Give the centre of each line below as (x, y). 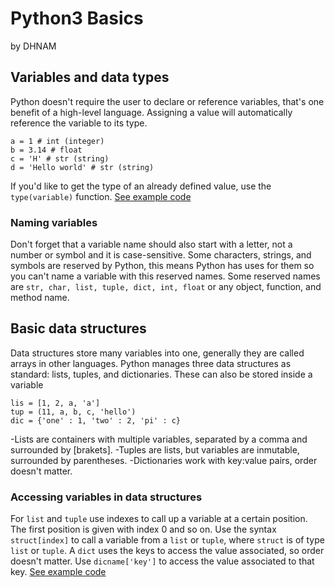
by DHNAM (33, 46)
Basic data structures (78, 328)
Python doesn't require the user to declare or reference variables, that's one (167, 101)
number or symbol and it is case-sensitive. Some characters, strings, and (161, 255)
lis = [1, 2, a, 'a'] (55, 403)
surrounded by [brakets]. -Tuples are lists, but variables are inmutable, (155, 449)
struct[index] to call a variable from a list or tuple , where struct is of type (167, 540)
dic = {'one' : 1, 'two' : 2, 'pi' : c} (96, 420)
